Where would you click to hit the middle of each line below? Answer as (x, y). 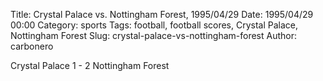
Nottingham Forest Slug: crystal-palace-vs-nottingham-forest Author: (154, 35)
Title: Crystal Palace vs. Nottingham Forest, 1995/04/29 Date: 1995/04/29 (162, 14)
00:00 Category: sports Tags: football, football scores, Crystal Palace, (154, 25)
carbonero (32, 46)
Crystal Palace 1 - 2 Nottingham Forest (90, 65)
